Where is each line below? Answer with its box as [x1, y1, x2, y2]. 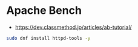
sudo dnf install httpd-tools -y [6, 35, 91, 41]
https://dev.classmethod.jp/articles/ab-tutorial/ [15, 23, 132, 31]
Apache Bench [6, 4, 82, 17]
